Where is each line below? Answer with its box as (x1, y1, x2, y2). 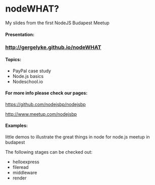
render (12, 175, 27, 181)
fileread (12, 164, 29, 170)
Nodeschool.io (12, 78, 43, 84)
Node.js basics (12, 73, 44, 79)
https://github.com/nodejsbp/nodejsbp (5, 101, 86, 107)
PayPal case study (12, 68, 51, 74)
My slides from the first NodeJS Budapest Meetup (5, 20, 110, 26)
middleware (12, 170, 37, 176)
